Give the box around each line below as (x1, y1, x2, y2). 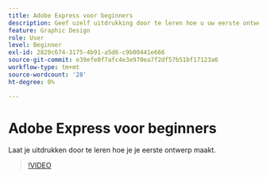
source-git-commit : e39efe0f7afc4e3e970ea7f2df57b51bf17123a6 (8, 56, 219, 64)
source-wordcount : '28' (8, 71, 87, 79)
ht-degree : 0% (8, 78, 56, 86)
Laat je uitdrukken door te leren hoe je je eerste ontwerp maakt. (8, 145, 216, 155)
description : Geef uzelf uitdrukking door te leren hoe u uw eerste (8, 19, 240, 27)
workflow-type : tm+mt (8, 63, 80, 71)
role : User (8, 33, 44, 42)
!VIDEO (27, 160, 52, 171)
